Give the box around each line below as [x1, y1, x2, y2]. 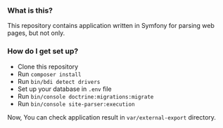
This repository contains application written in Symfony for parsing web [7, 22, 215, 30]
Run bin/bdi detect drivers [17, 77, 101, 85]
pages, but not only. [7, 29, 65, 37]
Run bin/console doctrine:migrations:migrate [17, 92, 154, 100]
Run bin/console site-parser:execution [17, 99, 135, 108]
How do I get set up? [7, 46, 79, 56]
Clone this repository [17, 62, 79, 71]
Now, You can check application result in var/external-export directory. [7, 113, 217, 121]
